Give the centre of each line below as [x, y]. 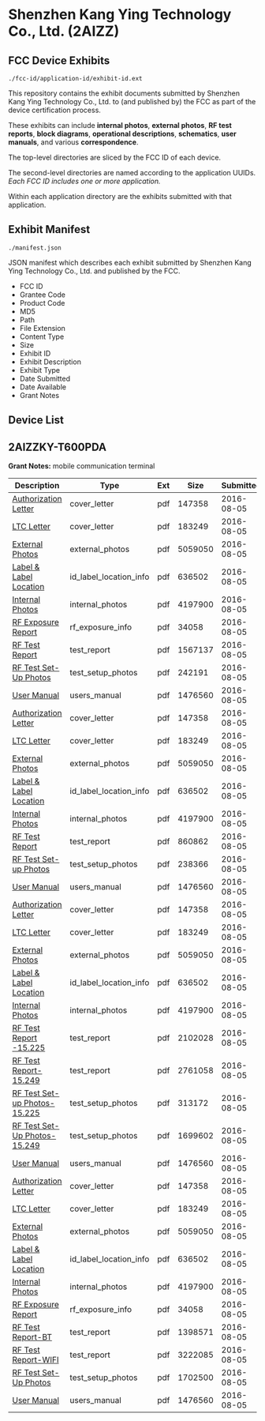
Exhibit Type [40, 370]
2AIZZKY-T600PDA [57, 447]
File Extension [42, 328]
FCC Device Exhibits [59, 60]
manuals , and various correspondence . [73, 142]
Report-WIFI [35, 1360]
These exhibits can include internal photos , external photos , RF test [120, 125]
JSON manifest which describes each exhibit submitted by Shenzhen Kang [130, 262]
